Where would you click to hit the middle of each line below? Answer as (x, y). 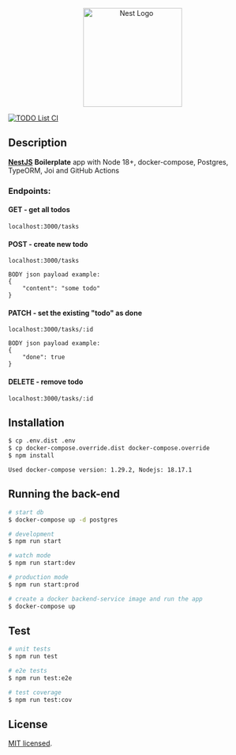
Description (37, 143)
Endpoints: (30, 191)
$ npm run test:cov (40, 700)
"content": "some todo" (62, 289)
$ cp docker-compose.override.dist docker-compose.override (109, 448)
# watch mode (30, 556)
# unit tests (30, 649)
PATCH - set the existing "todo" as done (75, 313)
